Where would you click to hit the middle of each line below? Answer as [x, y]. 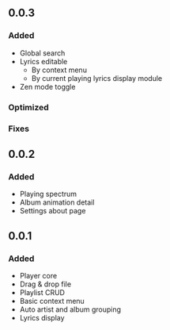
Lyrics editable [43, 61]
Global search [42, 53]
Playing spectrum [48, 194]
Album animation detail [57, 202]
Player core [38, 275]
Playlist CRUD [42, 292]
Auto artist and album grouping [70, 309]
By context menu [59, 70]
